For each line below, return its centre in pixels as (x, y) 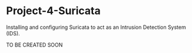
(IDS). (13, 33)
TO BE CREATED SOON (34, 45)
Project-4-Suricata (54, 11)
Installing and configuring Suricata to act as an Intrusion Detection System (96, 27)
